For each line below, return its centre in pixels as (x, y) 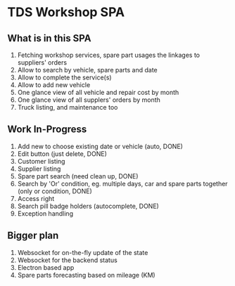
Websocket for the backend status (67, 260)
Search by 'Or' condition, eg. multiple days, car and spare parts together (122, 183)
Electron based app (46, 267)
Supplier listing (39, 169)
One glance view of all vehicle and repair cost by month (98, 92)
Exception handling (45, 213)
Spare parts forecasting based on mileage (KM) (87, 275)
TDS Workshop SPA (66, 12)
